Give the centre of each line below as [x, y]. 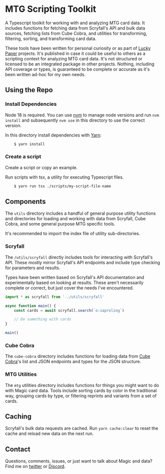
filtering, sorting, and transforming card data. [51, 39]
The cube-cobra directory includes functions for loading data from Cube [78, 356]
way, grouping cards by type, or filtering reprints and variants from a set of [81, 396]
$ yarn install [30, 144]
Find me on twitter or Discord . [35, 467]
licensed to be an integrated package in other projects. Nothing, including [80, 64]
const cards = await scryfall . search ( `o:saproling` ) [69, 310]
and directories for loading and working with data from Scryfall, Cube [76, 219]
